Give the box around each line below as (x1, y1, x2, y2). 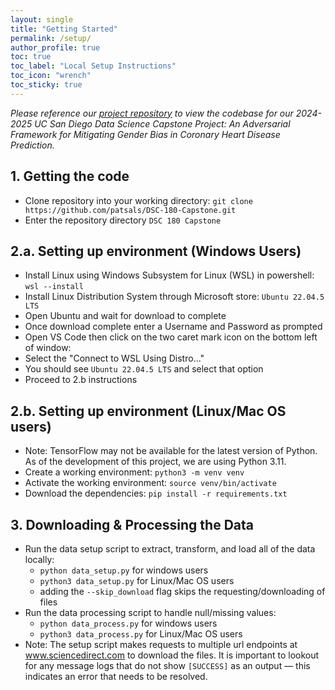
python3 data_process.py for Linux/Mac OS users (39, 628, 243, 640)
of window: (24, 342, 72, 354)
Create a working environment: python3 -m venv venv (24, 466, 245, 478)
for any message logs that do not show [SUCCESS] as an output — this (24, 660, 311, 671)
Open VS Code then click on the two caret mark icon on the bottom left (24, 331, 318, 343)
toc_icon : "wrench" (10, 71, 92, 81)
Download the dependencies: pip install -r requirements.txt (24, 487, 288, 500)
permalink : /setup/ (10, 33, 92, 43)
